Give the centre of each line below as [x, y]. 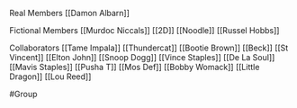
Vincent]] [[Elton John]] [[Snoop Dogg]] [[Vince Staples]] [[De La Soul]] [142, 57]
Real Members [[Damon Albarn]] [70, 13]
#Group [23, 94]
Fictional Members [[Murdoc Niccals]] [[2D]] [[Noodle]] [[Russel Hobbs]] [144, 30]
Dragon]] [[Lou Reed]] [50, 76]
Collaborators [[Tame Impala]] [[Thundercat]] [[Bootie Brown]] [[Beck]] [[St [149, 48]
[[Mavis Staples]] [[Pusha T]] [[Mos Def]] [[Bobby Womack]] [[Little [135, 67]
